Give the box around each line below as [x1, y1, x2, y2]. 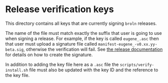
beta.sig [5, 47, 24, 52]
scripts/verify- [120, 62, 154, 67]
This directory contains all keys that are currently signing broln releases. [5, 20, 157, 26]
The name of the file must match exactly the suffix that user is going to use [5, 30, 162, 36]
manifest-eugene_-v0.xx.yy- [98, 41, 157, 47]
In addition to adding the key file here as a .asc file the [5, 61, 119, 67]
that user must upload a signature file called [5, 40, 97, 47]
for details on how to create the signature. [5, 52, 93, 58]
